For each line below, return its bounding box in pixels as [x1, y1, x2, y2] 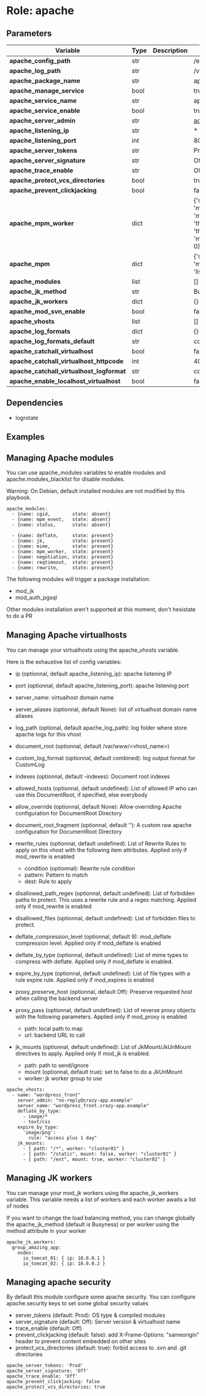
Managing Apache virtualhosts [6, 630, 128, 641]
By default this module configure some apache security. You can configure [6, 1293, 196, 1300]
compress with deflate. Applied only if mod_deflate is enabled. [15, 958, 174, 965]
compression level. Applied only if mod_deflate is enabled [15, 939, 161, 947]
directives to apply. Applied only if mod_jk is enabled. [15, 1050, 150, 1057]
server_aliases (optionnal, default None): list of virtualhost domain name [15, 706, 197, 713]
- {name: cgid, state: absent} [12, 511, 112, 517]
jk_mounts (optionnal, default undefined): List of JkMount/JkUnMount [15, 1043, 191, 1050]
